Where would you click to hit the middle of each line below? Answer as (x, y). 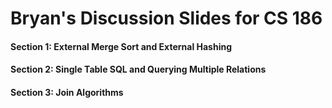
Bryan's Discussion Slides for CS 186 (166, 18)
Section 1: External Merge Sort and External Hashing (121, 46)
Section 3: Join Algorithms (67, 92)
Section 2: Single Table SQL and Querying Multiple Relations (138, 69)
